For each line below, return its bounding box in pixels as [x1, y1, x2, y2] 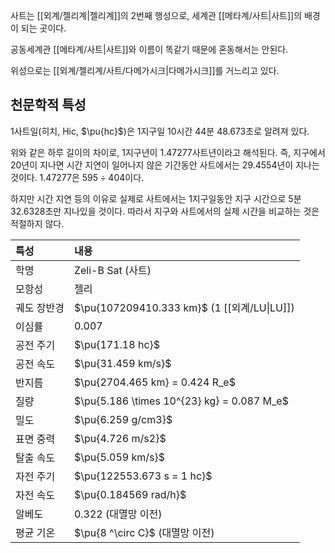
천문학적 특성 [10, 97, 87, 114]
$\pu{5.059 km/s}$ [73, 450, 166, 464]
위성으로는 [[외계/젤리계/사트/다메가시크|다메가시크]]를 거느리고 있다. [10, 65, 280, 76]
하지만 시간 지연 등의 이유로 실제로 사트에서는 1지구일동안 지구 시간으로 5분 [10, 192, 302, 204]
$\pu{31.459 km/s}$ [73, 356, 172, 370]
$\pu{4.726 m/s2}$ [73, 431, 167, 445]
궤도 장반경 [15, 300, 65, 314]
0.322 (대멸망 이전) [73, 507, 163, 521]
